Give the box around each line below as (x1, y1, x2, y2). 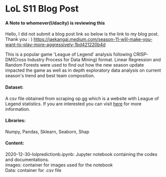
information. (5, 106, 31, 112)
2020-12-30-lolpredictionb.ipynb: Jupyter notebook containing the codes (5, 151, 157, 157)
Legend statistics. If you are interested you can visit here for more (5, 101, 142, 107)
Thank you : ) (5, 36, 33, 43)
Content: (5, 140, 24, 146)
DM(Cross (5, 57, 27, 63)
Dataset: (5, 84, 24, 90)
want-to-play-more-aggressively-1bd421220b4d (5, 42, 106, 48)
